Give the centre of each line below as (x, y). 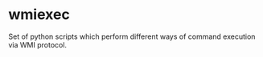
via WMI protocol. (37, 44)
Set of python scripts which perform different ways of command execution (132, 36)
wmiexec (39, 15)
